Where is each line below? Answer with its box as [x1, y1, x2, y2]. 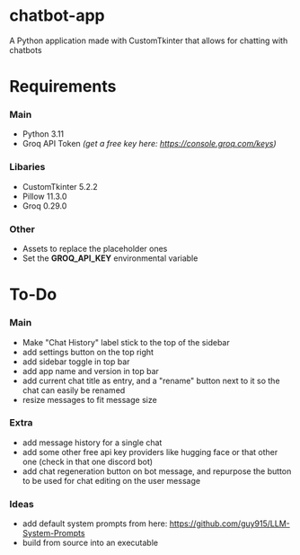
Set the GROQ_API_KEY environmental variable [22, 253, 199, 264]
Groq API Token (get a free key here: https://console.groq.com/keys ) [22, 139, 277, 149]
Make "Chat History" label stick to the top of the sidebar [22, 336, 231, 347]
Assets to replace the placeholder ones [22, 244, 168, 255]
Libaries [9, 161, 46, 174]
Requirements [9, 76, 117, 97]
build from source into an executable [22, 537, 159, 549]
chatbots [9, 44, 42, 55]
